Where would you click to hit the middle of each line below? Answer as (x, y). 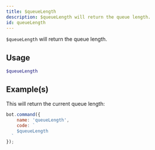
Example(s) (27, 90)
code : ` (26, 125)
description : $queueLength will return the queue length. (78, 17)
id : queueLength (26, 22)
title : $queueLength (31, 11)
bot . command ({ (23, 114)
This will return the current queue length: (55, 104)
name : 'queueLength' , (43, 120)
